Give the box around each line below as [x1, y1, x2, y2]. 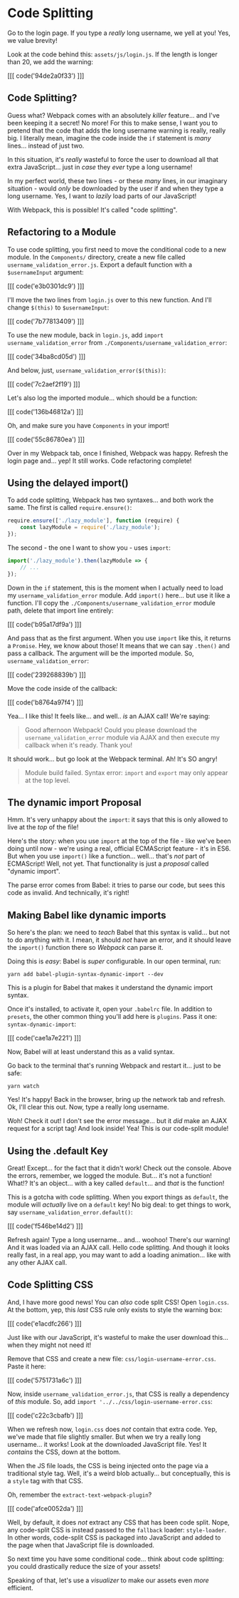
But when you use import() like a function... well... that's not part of [7, 852, 206, 861]
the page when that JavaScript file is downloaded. [7, 1540, 155, 1549]
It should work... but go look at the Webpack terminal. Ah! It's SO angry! [7, 754, 218, 763]
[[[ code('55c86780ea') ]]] [7, 435, 85, 444]
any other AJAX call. [7, 1259, 68, 1267]
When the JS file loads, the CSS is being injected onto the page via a [7, 1461, 208, 1470]
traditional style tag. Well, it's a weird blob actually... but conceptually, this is [7, 1469, 231, 1477]
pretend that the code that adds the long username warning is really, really [7, 126, 226, 135]
